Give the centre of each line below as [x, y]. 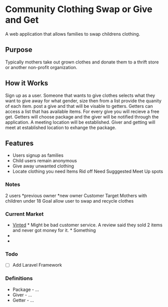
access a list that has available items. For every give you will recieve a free [82, 111]
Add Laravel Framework [37, 265]
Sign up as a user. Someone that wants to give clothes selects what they [80, 95]
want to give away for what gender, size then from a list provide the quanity [83, 101]
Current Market [24, 214]
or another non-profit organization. [41, 67]
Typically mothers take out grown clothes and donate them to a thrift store [82, 62]
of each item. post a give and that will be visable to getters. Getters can [79, 106]
